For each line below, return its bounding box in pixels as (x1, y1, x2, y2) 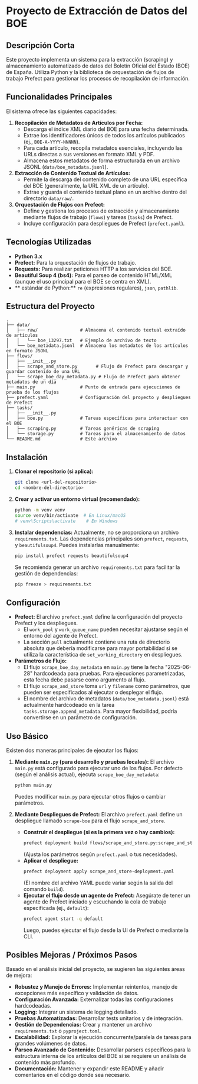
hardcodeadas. (14, 1002, 52, 1009)
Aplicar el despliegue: (23, 857, 78, 864)
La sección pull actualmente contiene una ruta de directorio (23, 638, 170, 646)
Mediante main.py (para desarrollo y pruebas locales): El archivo (14, 758, 174, 765)
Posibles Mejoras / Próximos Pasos (6, 950, 137, 960)
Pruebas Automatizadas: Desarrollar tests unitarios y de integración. (14, 1015, 183, 1022)
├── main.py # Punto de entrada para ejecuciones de (6, 384, 181, 390)
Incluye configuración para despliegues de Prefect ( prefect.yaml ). (23, 220, 185, 227)
